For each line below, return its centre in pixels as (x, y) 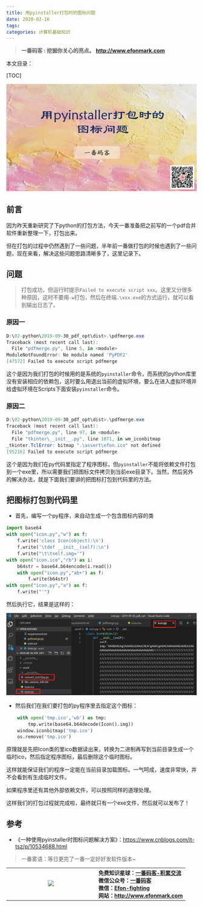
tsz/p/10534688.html (41, 846)
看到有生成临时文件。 (43, 777)
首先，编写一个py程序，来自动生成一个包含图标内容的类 (84, 516)
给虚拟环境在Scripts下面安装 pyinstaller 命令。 (64, 389)
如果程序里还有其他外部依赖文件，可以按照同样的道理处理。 (80, 790)
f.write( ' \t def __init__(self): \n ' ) (63, 547)
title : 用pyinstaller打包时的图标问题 (51, 13)
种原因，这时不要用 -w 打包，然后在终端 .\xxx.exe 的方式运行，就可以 (105, 297)
